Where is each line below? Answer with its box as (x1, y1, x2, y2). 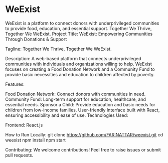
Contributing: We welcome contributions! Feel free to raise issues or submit (5, 146, 161, 152)
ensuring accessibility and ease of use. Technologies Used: (5, 112, 128, 118)
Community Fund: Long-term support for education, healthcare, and (5, 96, 146, 102)
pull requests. (5, 152, 34, 158)
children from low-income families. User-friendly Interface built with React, (5, 107, 160, 113)
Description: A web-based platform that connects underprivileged (5, 55, 141, 61)
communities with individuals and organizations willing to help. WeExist (5, 61, 152, 67)
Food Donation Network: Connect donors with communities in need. (5, 91, 146, 97)
